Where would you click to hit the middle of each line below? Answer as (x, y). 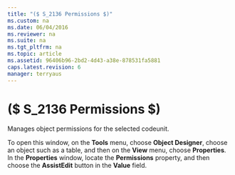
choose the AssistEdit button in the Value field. (77, 166)
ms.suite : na (27, 41)
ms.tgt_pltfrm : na (35, 47)
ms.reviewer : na (31, 34)
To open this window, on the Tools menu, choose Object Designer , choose (117, 143)
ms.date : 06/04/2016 (38, 27)
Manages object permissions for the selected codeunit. (88, 129)
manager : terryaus (35, 74)
